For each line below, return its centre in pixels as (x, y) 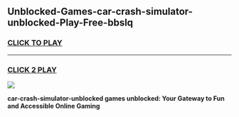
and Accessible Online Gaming (54, 106)
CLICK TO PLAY (35, 43)
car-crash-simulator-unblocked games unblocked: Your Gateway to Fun (116, 98)
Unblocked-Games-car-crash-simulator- (100, 12)
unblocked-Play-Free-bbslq (70, 23)
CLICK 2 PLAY (32, 69)
